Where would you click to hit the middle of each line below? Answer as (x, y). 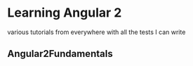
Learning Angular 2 (65, 13)
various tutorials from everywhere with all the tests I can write (96, 32)
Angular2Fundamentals (60, 54)
